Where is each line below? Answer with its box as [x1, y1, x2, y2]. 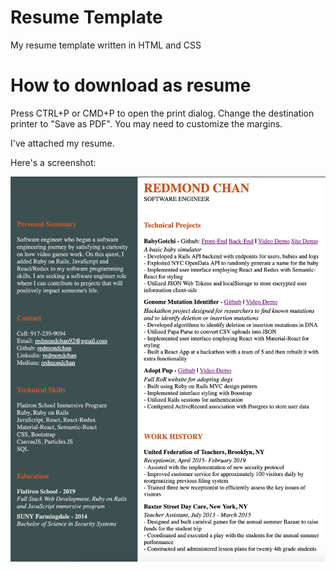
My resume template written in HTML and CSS [10, 39, 202, 51]
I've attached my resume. [10, 137, 115, 149]
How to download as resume [10, 74, 252, 97]
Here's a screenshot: [10, 156, 97, 168]
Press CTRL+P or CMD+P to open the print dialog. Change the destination [10, 107, 315, 119]
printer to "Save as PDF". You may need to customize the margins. [10, 117, 283, 130]
